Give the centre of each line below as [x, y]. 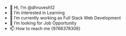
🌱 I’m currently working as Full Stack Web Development [65, 18]
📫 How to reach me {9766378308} [45, 28]
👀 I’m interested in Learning [37, 13]
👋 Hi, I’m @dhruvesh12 [32, 8]
